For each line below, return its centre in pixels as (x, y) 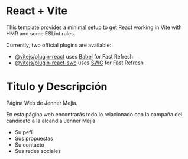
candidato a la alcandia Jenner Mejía (51, 121)
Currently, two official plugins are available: (59, 45)
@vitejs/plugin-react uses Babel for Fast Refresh (74, 56)
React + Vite (37, 11)
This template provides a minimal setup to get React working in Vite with (94, 27)
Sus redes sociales (38, 151)
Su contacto (30, 145)
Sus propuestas (34, 138)
